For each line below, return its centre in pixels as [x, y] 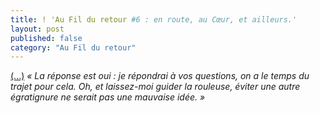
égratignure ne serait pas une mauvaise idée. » [108, 97]
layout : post [37, 29]
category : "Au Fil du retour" [73, 47]
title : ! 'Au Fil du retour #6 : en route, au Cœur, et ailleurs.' [154, 19]
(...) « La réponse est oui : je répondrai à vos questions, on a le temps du [160, 76]
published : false [46, 38]
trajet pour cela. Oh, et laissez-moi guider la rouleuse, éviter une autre [155, 87]
